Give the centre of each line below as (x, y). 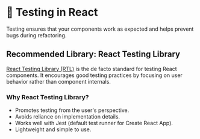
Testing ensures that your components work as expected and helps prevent (100, 29)
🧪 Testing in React (52, 12)
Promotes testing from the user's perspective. (72, 110)
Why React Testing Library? (48, 97)
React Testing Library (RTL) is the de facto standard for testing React (92, 69)
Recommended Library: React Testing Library (93, 54)
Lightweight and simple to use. (53, 129)
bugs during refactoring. (36, 35)
